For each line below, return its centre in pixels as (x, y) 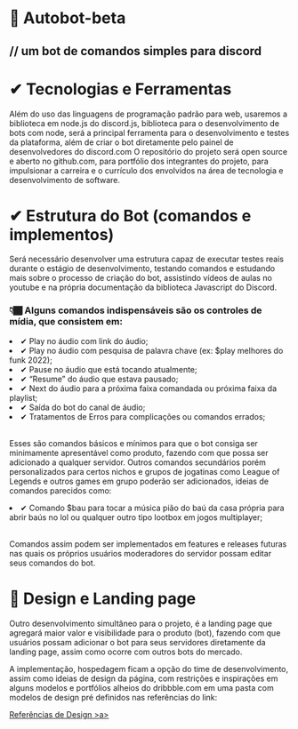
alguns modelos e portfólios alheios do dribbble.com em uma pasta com (141, 687)
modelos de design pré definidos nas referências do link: (113, 697)
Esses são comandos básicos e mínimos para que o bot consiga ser (133, 443)
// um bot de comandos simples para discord (136, 51)
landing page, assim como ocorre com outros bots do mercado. (126, 652)
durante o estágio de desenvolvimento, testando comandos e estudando (142, 268)
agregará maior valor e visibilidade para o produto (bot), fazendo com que (145, 633)
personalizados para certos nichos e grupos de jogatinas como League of (145, 471)
